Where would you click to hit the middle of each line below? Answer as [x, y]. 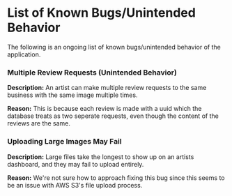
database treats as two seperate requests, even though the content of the [113, 116]
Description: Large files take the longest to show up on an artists [101, 157]
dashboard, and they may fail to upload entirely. [76, 164]
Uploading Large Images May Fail [64, 142]
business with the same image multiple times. [72, 95]
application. [24, 54]
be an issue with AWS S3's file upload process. [75, 185]
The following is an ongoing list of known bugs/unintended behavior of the [114, 47]
